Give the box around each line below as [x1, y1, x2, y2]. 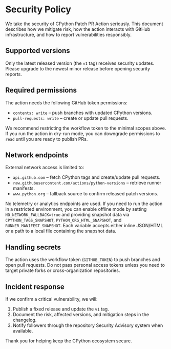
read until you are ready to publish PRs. [5, 136, 88, 142]
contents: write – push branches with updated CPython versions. [12, 109, 153, 116]
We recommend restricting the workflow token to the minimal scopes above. [5, 125, 166, 131]
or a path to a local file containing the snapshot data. [5, 228, 117, 234]
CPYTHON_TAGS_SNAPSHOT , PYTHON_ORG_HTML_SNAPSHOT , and [5, 217, 122, 223]
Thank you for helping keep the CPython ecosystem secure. [5, 338, 132, 344]
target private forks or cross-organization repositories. [5, 267, 120, 273]
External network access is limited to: [5, 164, 84, 171]
